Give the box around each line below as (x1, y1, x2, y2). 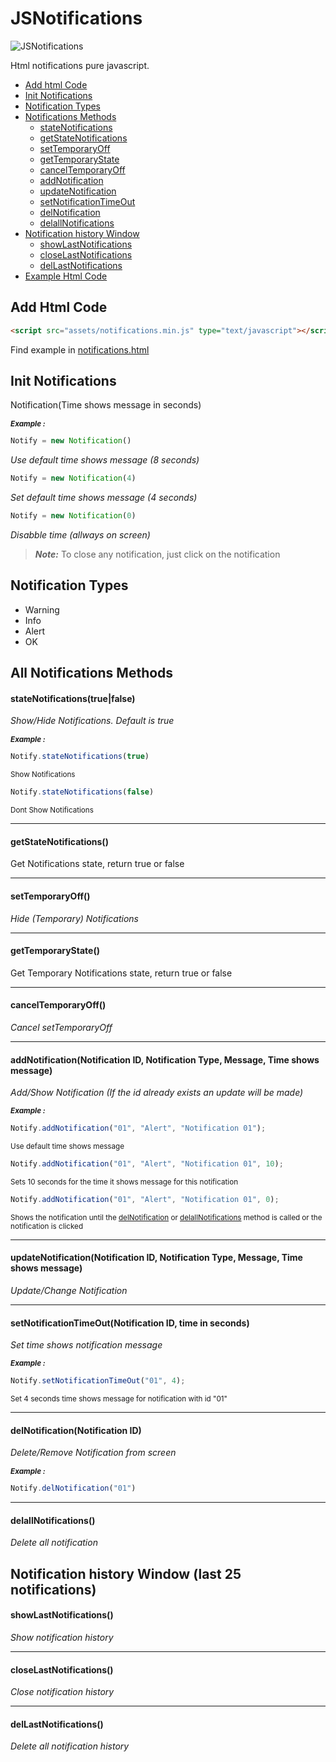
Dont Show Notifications (10, 805, 94, 816)
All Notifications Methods (10, 665, 174, 682)
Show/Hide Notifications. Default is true (10, 715, 175, 727)
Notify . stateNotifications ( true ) (10, 752, 150, 762)
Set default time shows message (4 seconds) (10, 492, 198, 504)
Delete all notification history (10, 1740, 130, 1752)
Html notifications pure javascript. (10, 59, 150, 71)
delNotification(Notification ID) (10, 1424, 142, 1436)
